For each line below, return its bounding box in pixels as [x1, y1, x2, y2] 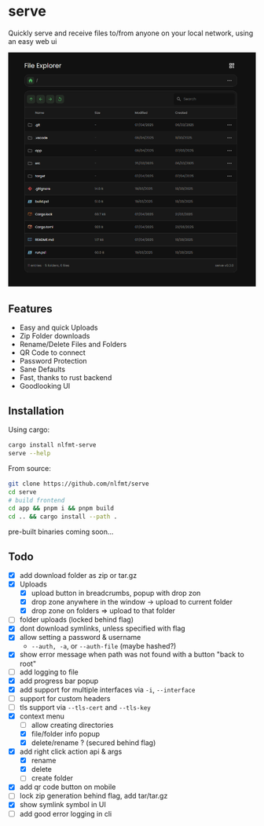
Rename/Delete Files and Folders [19, 340, 127, 349]
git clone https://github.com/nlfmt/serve [8, 480, 149, 488]
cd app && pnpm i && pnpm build [8, 505, 114, 513]
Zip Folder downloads [19, 331, 90, 341]
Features [8, 302, 53, 316]
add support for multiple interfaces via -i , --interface [19, 685, 196, 694]
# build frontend [8, 496, 65, 504]
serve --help [8, 449, 51, 457]
